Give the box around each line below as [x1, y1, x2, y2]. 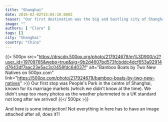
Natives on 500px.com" [5, 69, 54, 75]
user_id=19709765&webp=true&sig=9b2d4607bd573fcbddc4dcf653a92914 [5, 58, 162, 65]
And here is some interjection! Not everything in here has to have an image [5, 105, 159, 111]
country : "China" [5, 40, 41, 45]
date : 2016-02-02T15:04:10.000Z [5, 12, 72, 17]
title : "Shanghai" [5, 7, 43, 12]
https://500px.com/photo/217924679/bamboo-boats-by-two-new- [17, 74, 155, 80]
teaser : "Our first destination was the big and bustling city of [5, 16, 146, 21]
